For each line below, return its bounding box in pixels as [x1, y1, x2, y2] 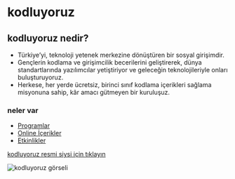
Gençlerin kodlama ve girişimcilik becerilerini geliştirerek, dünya [17, 58, 202, 67]
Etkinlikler [17, 136, 46, 145]
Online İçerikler [17, 129, 62, 138]
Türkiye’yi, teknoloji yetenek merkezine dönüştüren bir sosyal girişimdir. [17, 51, 224, 59]
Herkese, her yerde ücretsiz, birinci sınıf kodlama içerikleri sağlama [17, 81, 212, 88]
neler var [7, 105, 39, 115]
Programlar [17, 121, 51, 130]
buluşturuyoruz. [17, 73, 64, 81]
